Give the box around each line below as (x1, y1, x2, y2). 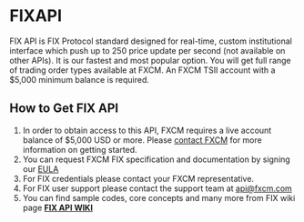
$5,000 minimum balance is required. (9, 74, 150, 85)
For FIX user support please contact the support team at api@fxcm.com (22, 183, 293, 194)
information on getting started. (22, 144, 138, 155)
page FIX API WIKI (22, 202, 94, 213)
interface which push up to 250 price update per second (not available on (9, 45, 286, 55)
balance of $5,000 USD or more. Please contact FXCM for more (22, 134, 262, 146)
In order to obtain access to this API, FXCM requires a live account (22, 125, 272, 136)
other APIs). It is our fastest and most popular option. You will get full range (9, 55, 291, 66)
